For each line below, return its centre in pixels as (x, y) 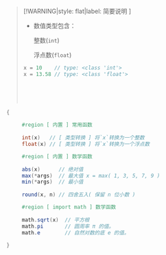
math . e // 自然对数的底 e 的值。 (75, 232)
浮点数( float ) (52, 55)
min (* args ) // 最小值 (52, 182)
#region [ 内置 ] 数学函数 (57, 156)
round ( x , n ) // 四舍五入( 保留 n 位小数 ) (79, 195)
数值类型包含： (55, 26)
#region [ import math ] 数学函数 (69, 207)
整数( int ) (46, 40)
